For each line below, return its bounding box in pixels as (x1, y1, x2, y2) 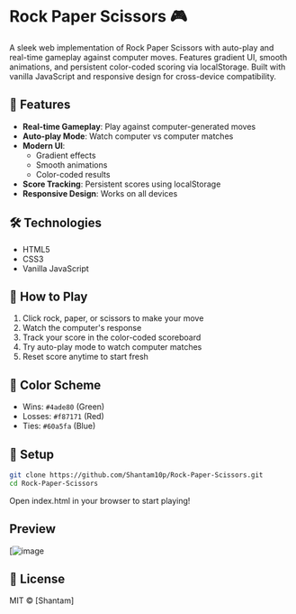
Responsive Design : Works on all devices (22, 188, 178, 198)
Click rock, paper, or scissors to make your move (22, 313, 204, 324)
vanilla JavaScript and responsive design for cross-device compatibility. (9, 70, 277, 81)
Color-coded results (35, 169, 111, 179)
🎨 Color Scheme (9, 377, 102, 392)
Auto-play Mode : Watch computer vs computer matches (22, 131, 234, 142)
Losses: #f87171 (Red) (22, 411, 105, 422)
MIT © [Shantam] (9, 595, 75, 606)
